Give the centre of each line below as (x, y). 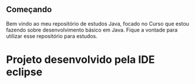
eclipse (24, 72)
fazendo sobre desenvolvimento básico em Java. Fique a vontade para (92, 30)
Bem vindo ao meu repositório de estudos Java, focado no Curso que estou (98, 23)
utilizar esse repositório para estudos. (52, 36)
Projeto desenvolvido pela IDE (80, 60)
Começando (29, 10)
